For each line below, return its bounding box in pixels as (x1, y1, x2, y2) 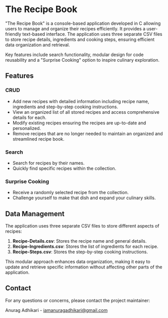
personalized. (12, 125, 41, 131)
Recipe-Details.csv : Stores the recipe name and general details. (12, 238, 147, 244)
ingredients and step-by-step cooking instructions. (12, 104, 119, 110)
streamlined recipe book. (12, 135, 65, 142)
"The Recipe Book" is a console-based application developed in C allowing (5, 20, 161, 26)
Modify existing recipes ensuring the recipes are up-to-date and (12, 120, 146, 126)
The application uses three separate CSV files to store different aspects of (5, 223, 160, 229)
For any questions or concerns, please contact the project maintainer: (5, 297, 150, 303)
